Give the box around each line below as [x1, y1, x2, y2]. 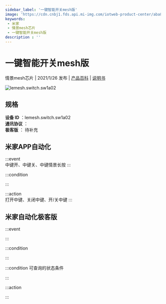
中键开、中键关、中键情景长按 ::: [5, 162, 71, 168]
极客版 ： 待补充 [5, 127, 38, 132]
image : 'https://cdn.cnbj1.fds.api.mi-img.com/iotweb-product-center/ [5, 12, 154, 17]
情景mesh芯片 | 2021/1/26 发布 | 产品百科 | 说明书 [5, 75, 106, 81]
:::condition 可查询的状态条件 [5, 265, 64, 271]
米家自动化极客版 [5, 213, 57, 221]
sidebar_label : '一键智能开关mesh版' [5, 7, 78, 12]
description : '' [5, 35, 41, 40]
